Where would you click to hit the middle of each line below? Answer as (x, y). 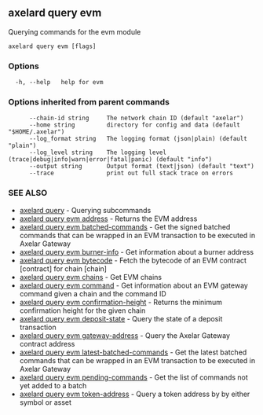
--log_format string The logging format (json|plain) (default (138, 139)
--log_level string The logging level (98, 152)
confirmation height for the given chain (82, 310)
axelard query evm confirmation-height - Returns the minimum (121, 302)
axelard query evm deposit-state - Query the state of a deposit (121, 318)
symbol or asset (46, 402)
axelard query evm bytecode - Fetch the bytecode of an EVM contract (133, 260)
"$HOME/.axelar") (37, 132)
